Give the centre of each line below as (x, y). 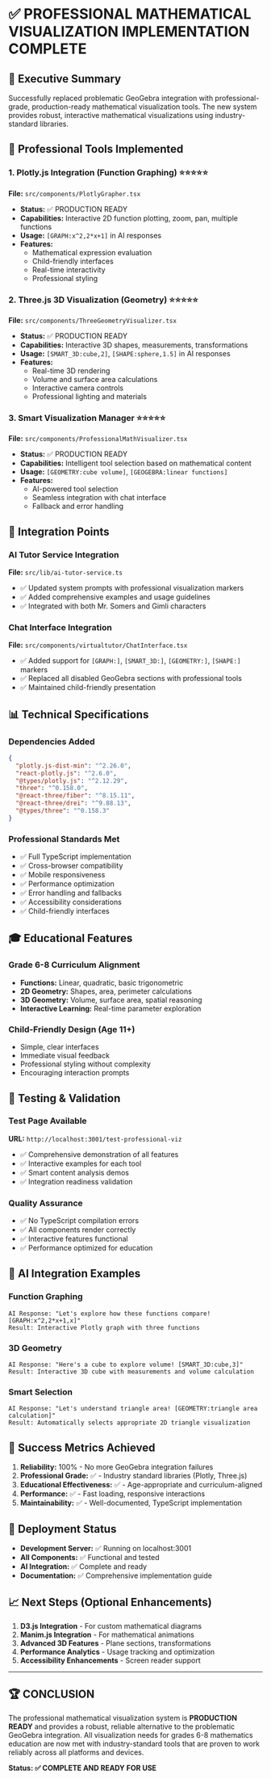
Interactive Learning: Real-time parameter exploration (110, 1008)
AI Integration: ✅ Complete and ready (83, 1567)
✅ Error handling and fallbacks (71, 893)
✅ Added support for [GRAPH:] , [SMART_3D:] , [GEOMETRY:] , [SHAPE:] (130, 661)
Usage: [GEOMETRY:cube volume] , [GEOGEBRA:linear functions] (124, 472)
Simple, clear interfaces (59, 1047)
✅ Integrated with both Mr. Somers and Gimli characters (113, 606)
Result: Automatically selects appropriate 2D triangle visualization (129, 1423)
